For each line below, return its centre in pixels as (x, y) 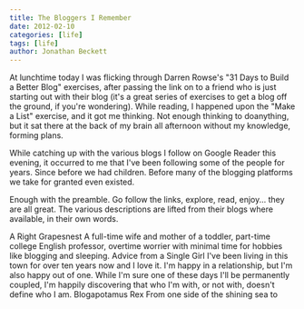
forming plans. (36, 135)
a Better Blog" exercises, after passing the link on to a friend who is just (143, 87)
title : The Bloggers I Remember (70, 18)
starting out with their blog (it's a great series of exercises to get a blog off (148, 97)
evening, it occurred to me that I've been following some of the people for (147, 163)
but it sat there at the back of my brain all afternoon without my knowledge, (150, 126)
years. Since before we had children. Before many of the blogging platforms (151, 173)
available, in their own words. (64, 219)
